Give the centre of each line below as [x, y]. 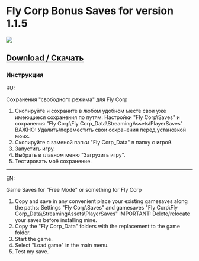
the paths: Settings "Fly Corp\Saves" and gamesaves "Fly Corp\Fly [96, 207]
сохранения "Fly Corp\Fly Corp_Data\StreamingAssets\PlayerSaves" [99, 123]
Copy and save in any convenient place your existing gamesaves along [101, 201]
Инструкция [25, 75]
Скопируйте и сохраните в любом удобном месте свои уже [91, 111]
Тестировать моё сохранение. [53, 161]
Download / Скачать [45, 58]
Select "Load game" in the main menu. [62, 245]
